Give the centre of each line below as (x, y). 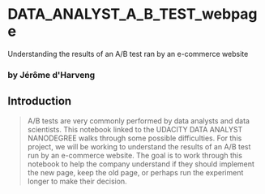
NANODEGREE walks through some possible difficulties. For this (135, 138)
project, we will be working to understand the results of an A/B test (139, 146)
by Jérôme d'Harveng (51, 75)
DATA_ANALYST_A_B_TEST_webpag (132, 14)
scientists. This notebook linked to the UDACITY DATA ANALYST (135, 129)
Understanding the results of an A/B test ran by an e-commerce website (128, 54)
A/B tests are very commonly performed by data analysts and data (139, 121)
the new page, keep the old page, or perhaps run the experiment (135, 172)
